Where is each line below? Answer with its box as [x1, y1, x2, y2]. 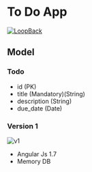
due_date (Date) [16, 104, 63, 113]
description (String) [16, 97, 72, 105]
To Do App [7, 4, 67, 20]
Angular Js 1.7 [16, 149, 57, 158]
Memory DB [16, 157, 51, 165]
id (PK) [16, 83, 37, 91]
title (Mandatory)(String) [16, 89, 85, 98]
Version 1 [7, 121, 39, 130]
